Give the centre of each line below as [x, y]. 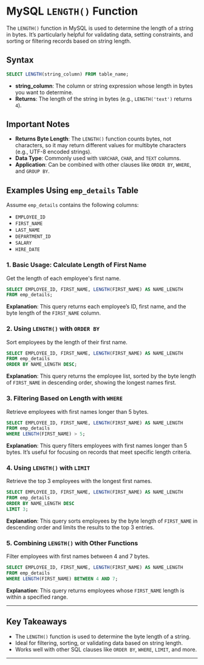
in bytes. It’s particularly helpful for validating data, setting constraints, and [100, 34]
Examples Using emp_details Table [72, 190]
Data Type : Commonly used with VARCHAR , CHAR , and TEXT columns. [98, 158]
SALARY [23, 243]
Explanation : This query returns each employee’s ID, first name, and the [96, 307]
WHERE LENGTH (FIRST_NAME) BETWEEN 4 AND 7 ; [62, 579]
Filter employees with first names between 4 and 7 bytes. [78, 556]
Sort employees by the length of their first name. [67, 342]
